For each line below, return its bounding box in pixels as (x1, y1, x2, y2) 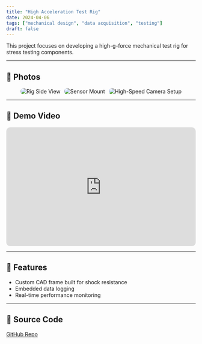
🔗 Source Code (6, 314, 63, 325)
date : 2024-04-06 (6, 14, 50, 21)
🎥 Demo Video (6, 111, 61, 121)
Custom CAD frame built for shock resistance (14, 278, 127, 285)
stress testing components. (6, 49, 74, 56)
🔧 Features (6, 263, 47, 273)
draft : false (6, 25, 39, 32)
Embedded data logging (14, 285, 75, 292)
